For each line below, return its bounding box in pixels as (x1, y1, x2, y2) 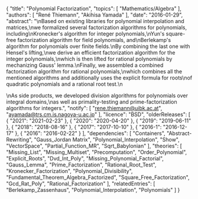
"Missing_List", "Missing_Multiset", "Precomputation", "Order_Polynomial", (6, 149, 187, 156)
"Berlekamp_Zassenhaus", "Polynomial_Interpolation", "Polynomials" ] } (6, 187, 180, 193)
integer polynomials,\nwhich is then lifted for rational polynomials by (6, 56, 173, 62)
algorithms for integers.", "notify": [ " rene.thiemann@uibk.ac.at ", (6, 105, 163, 111)
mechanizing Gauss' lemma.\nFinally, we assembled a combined (6, 62, 164, 69)
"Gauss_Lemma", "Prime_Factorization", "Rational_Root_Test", (6, 161, 157, 168)
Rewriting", (6, 136, 33, 143)
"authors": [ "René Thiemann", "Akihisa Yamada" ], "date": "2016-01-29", (6, 11, 183, 18)
